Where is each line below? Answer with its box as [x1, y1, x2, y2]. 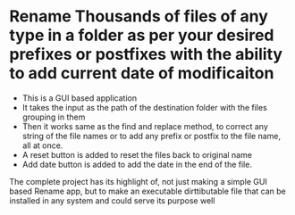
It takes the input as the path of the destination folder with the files [21, 102, 268, 112]
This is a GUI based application [21, 92, 137, 103]
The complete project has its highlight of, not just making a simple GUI [9, 176, 268, 186]
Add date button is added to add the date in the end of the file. [21, 159, 253, 170]
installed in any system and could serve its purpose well [9, 194, 215, 206]
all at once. [21, 140, 63, 151]
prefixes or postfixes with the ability [9, 45, 283, 64]
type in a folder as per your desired [9, 25, 274, 45]
